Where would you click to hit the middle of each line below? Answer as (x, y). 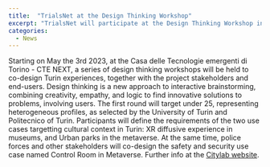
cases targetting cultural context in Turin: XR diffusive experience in (121, 129)
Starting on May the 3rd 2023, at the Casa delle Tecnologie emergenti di (128, 61)
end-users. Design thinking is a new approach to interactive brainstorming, (132, 87)
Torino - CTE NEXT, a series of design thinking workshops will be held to (129, 70)
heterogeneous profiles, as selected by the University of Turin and (118, 112)
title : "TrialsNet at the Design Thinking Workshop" (100, 16)
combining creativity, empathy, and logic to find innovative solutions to (125, 95)
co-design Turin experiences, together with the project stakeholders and (129, 78)
